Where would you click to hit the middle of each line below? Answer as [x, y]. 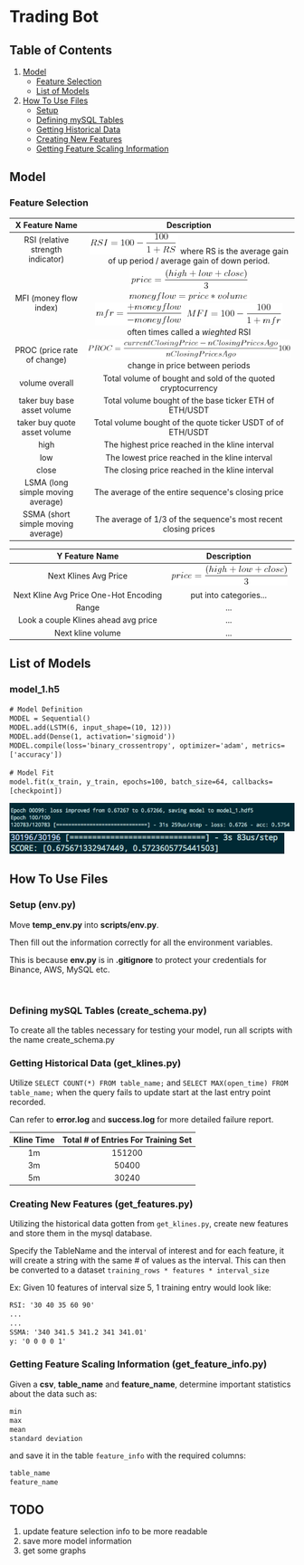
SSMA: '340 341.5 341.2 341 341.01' [78, 1332]
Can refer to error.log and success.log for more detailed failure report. [142, 1120]
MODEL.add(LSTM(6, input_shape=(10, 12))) [90, 727]
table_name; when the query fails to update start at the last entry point [140, 1093]
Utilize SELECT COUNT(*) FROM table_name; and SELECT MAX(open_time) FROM [149, 1083]
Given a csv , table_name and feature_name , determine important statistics [150, 1384]
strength [46, 250]
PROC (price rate [47, 350]
